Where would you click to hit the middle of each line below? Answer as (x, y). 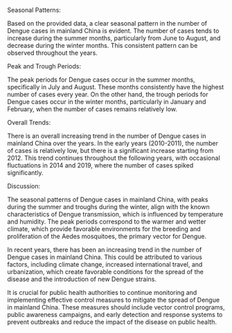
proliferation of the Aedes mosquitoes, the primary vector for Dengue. (107, 236)
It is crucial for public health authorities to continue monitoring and (102, 292)
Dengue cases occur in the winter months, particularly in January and (107, 102)
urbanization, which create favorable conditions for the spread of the (106, 272)
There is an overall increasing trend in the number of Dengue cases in (107, 136)
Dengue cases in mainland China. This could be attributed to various (105, 257)
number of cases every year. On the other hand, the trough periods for (108, 94)
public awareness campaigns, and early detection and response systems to (115, 315)
